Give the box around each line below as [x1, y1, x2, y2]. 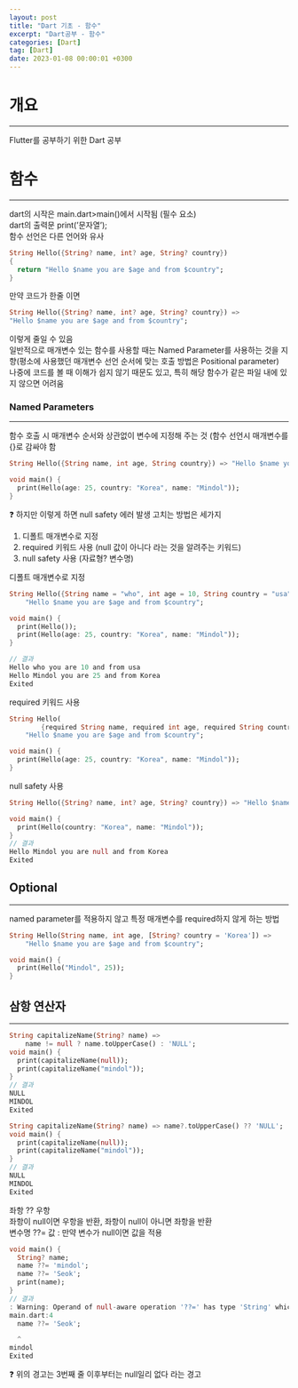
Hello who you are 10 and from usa [9, 663, 141, 672]
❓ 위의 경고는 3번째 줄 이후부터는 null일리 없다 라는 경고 [9, 1369, 202, 1380]
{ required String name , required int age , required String [41, 722, 264, 731]
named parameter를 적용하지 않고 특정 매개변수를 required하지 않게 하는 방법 [9, 913, 280, 924]
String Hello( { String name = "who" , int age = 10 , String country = [9, 589, 268, 598]
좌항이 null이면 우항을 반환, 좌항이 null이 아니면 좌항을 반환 [9, 1216, 213, 1226]
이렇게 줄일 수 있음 [9, 334, 74, 345]
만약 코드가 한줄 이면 [9, 291, 81, 301]
